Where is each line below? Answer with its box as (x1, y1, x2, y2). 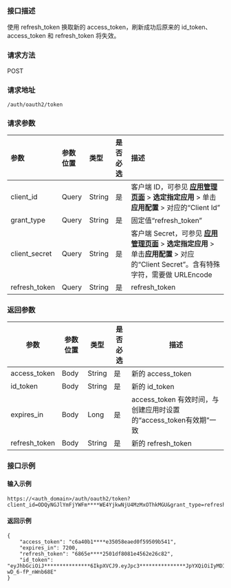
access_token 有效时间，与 (131, 395, 219, 404)
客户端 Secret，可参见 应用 (131, 229, 219, 238)
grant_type (10, 216, 46, 225)
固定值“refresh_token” (131, 216, 203, 225)
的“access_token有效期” (131, 415, 210, 425)
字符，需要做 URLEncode (131, 270, 212, 280)
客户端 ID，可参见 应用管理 (131, 182, 218, 192)
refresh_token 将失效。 (54, 32, 120, 40)
